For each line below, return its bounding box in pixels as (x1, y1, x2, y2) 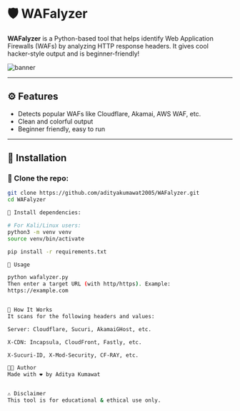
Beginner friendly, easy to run (17, 124, 106, 133)
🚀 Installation (7, 152, 67, 164)
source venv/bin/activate (7, 235, 84, 243)
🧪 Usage (7, 261, 31, 268)
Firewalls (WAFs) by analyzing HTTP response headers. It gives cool (7, 41, 209, 50)
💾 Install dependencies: (7, 209, 81, 216)
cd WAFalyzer (7, 196, 46, 203)
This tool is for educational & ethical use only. (7, 397, 161, 404)
